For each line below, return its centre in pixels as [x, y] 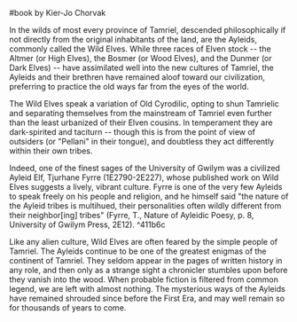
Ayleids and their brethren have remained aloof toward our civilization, [137, 77]
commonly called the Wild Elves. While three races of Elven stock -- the [141, 49]
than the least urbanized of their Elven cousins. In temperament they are [141, 122]
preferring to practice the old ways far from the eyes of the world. [129, 86]
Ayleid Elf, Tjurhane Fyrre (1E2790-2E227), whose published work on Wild [144, 177]
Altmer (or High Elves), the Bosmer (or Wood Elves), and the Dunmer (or [141, 58]
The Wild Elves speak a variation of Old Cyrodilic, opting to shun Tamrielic [144, 104]
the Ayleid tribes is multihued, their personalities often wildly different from [145, 206]
